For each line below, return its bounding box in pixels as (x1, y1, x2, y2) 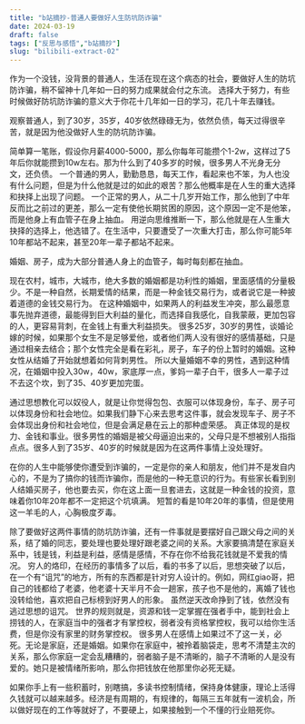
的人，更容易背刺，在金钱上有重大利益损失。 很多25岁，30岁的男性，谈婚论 (9, 321, 294, 332)
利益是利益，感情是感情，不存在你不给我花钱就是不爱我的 (64, 549, 280, 560)
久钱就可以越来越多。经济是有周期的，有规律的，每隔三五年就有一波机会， (9, 693, 288, 704)
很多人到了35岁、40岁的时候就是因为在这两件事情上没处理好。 (33, 442, 268, 453)
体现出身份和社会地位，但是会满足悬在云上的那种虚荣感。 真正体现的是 (16, 420, 282, 431)
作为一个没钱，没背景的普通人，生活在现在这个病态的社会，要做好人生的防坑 (9, 74, 296, 84)
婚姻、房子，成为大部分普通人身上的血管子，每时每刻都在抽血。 (9, 256, 248, 267)
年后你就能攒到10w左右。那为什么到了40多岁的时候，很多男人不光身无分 (9, 157, 281, 168)
